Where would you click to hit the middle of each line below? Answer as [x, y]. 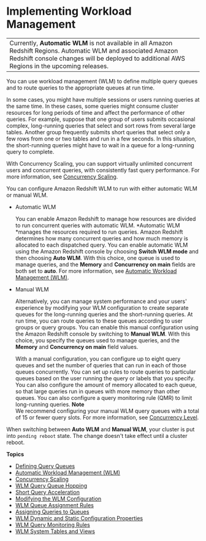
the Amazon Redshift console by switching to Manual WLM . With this [103, 334]
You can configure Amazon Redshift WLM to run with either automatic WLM [102, 188]
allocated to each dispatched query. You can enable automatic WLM [101, 245]
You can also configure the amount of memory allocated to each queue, [106, 385]
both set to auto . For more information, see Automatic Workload [96, 270]
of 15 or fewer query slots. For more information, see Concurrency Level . [107, 417]
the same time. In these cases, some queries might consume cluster [93, 106]
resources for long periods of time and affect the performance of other [96, 112]
